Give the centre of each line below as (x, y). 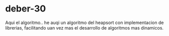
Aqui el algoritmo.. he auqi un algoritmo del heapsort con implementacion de (84, 22)
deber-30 (26, 9)
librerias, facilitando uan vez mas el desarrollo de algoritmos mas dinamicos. (84, 27)
